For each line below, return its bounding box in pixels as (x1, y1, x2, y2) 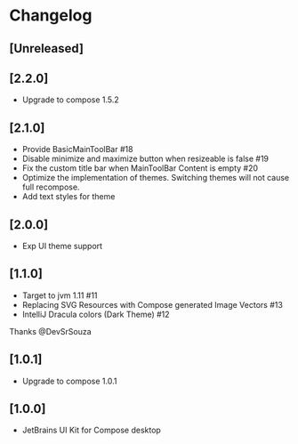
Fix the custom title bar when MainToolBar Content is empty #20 (21, 163, 259, 174)
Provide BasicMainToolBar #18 (21, 144, 133, 155)
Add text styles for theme (21, 191, 116, 202)
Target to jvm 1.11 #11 (21, 290, 98, 301)
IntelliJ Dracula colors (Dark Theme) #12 (21, 309, 171, 319)
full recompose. (21, 182, 80, 192)
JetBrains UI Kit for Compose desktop (21, 424, 162, 436)
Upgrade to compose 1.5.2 (21, 94, 120, 105)
